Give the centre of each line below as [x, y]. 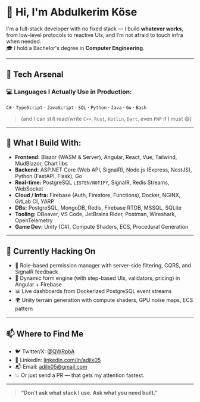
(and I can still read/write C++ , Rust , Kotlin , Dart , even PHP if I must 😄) [106, 119]
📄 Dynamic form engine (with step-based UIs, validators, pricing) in [97, 278]
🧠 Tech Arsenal [35, 75]
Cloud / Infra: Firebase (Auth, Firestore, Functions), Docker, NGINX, [98, 195]
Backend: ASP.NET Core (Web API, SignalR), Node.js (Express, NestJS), [103, 170]
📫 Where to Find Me [45, 334]
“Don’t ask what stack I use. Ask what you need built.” [89, 393]
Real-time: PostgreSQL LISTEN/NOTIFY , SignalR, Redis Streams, [92, 183]
